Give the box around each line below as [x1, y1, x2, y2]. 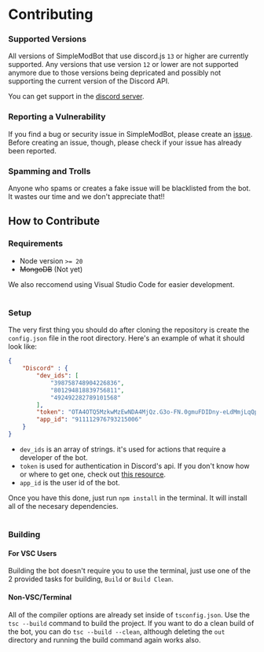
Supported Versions [8, 34, 86, 45]
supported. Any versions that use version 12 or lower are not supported [8, 60, 239, 69]
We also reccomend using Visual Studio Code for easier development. [8, 279, 235, 289]
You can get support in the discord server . [8, 92, 145, 101]
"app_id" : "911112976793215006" [36, 415, 143, 424]
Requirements [8, 238, 64, 249]
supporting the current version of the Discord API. [8, 76, 170, 86]
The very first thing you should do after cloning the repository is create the [8, 325, 250, 335]
